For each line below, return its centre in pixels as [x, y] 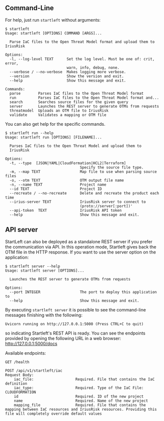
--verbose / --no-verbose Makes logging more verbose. [68, 72]
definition [16, 383]
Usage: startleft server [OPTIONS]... [45, 270]
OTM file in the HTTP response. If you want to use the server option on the [81, 252]
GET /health [17, 362]
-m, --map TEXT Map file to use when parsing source [83, 171]
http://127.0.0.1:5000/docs [31, 343]
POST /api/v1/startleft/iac [34, 370]
